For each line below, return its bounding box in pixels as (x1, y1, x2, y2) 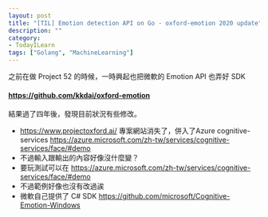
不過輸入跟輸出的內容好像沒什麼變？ (19, 153, 140, 163)
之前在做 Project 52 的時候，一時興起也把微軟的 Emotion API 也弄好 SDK (8, 72, 246, 81)
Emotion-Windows (19, 200, 81, 210)
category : (8, 34, 41, 42)
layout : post (8, 11, 52, 20)
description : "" (8, 26, 62, 34)
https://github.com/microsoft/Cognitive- (98, 191, 231, 201)
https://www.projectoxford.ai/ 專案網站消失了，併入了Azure (19, 126, 215, 136)
